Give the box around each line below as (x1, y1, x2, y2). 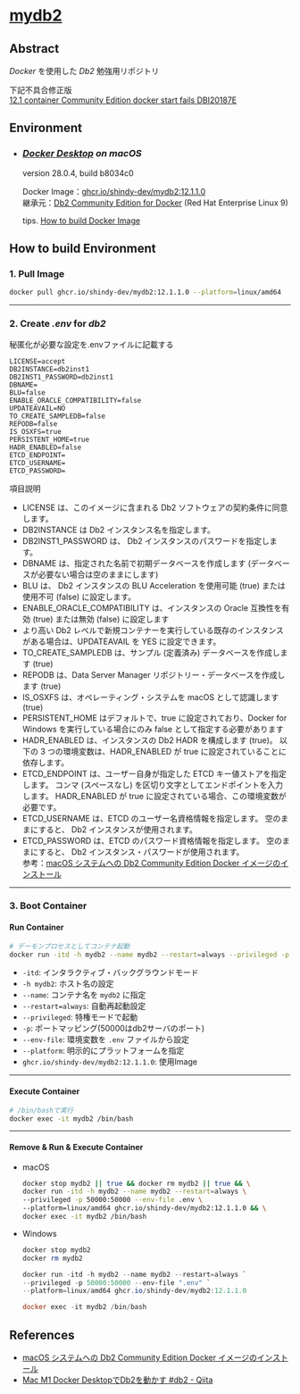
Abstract (9, 41, 60, 56)
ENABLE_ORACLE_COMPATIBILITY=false (9, 396, 142, 405)
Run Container (9, 922, 64, 933)
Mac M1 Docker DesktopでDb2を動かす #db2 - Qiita (21, 1374, 213, 1385)
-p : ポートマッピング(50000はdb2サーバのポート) (21, 1023, 205, 1034)
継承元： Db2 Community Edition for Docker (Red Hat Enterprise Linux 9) (21, 197, 288, 208)
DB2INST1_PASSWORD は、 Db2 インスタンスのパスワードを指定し (21, 535, 271, 546)
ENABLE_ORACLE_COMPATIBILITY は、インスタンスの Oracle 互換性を (21, 602, 282, 613)
